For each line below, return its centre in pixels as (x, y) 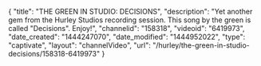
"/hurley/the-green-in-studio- (201, 45)
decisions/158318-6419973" (54, 54)
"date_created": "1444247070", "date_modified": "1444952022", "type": (127, 37)
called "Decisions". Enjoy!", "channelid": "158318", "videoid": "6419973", (127, 28)
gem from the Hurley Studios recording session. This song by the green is (130, 20)
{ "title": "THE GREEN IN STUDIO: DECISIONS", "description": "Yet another (130, 12)
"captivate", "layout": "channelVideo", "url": (80, 45)
